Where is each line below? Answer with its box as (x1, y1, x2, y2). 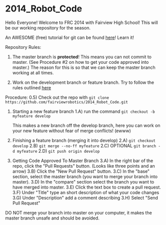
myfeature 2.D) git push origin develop (17, 148, 100, 154)
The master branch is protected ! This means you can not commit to (12, 53, 152, 60)
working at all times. (12, 69, 54, 75)
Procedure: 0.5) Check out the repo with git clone (5, 94, 109, 100)
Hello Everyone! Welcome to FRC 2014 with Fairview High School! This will (5, 19, 158, 25)
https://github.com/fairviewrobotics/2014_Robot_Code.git (5, 99, 128, 105)
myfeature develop (12, 113, 51, 119)
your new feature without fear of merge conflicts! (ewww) (12, 128, 131, 134)
